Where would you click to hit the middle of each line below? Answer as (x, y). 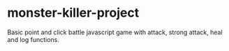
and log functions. (33, 39)
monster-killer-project (73, 13)
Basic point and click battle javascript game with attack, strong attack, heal (115, 32)
